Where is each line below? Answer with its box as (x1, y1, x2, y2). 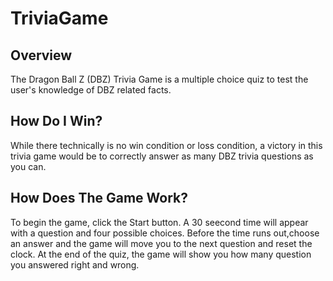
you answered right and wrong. (10, 258, 140, 271)
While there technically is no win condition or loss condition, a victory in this (10, 139, 323, 151)
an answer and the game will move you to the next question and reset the (10, 237, 313, 249)
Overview (10, 47, 73, 64)
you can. (10, 160, 47, 172)
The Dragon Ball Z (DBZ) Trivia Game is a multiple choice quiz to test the (10, 73, 309, 85)
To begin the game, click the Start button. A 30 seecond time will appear (10, 216, 309, 228)
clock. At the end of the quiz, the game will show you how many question (10, 248, 312, 260)
